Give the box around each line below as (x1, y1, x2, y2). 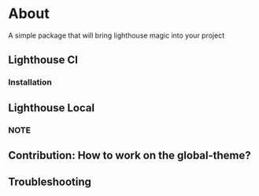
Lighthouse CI (8, 53, 79, 67)
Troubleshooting (8, 176, 92, 189)
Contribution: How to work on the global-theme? (8, 148, 252, 162)
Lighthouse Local (8, 101, 95, 114)
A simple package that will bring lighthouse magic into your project (8, 31, 225, 40)
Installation (8, 77, 53, 88)
